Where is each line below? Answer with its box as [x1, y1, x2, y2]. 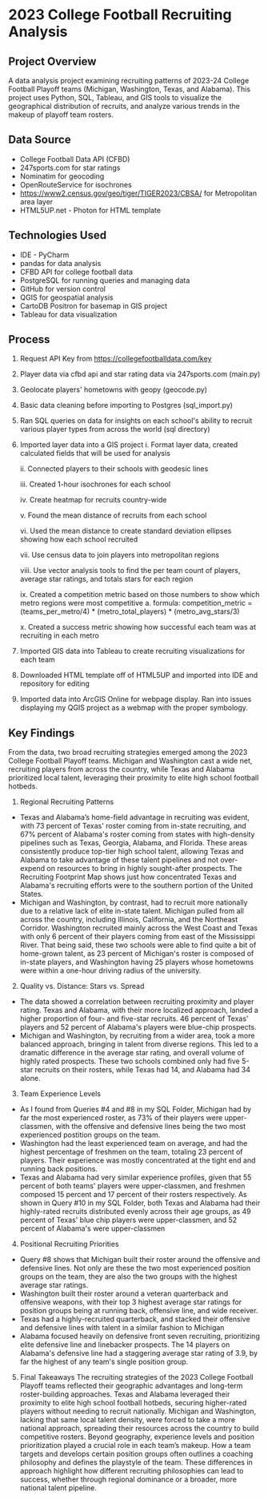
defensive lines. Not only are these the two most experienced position [19, 1264, 251, 1273]
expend [19, 864, 46, 873]
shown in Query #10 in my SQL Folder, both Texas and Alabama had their [19, 1198, 261, 1208]
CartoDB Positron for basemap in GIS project [19, 300, 168, 310]
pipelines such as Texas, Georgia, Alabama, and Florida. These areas [19, 838, 248, 848]
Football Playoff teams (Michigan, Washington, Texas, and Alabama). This [8, 84, 250, 94]
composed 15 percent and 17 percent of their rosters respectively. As [19, 1190, 247, 1200]
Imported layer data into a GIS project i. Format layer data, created [19, 440, 238, 450]
